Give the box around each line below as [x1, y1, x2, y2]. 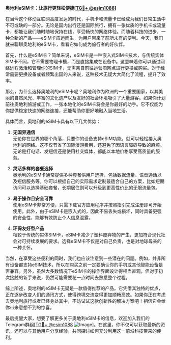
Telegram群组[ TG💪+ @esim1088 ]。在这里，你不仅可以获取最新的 [5, 322, 161, 328]
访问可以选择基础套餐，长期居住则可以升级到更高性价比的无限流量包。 [12, 184, 160, 191]
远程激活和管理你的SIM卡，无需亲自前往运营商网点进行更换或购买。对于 [9, 65, 161, 71]
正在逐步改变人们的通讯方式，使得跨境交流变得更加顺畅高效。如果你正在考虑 [5, 291, 166, 298]
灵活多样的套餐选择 [12, 166, 53, 171]
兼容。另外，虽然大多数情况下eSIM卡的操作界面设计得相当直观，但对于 [9, 268, 159, 274]
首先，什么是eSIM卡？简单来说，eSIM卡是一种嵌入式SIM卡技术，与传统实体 [5, 52, 164, 58]
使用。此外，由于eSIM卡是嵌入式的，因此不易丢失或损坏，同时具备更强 [12, 208, 162, 214]
